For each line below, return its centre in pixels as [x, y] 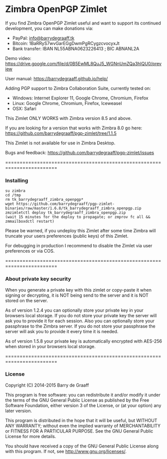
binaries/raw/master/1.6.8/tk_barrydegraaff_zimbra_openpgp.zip [73, 208]
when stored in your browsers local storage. [50, 346]
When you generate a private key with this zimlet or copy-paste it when [79, 290]
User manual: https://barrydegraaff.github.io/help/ [57, 78]
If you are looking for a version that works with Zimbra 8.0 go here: [74, 128]
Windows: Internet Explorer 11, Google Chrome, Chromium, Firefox [80, 98]
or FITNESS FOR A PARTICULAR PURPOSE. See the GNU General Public [79, 431]
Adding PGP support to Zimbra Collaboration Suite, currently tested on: [78, 88]
